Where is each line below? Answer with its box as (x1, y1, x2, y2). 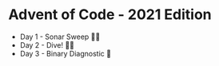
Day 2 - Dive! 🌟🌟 (19, 40, 74, 49)
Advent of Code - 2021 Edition (8, 6, 212, 24)
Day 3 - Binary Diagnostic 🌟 (19, 49, 112, 58)
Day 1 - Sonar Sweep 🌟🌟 (19, 32, 101, 41)
